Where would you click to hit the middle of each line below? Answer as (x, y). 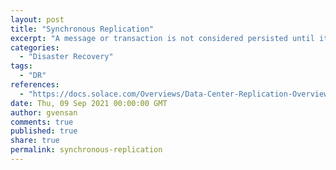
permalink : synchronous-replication (86, 150)
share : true (35, 141)
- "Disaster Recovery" (66, 57)
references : (35, 85)
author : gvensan (44, 112)
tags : (21, 66)
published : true (44, 131)
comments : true (42, 122)
